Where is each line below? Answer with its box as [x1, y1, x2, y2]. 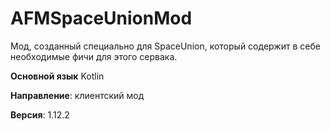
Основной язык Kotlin [10, 70, 105, 82]
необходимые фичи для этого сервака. [10, 50, 178, 62]
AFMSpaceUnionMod [10, 7, 193, 30]
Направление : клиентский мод [10, 89, 145, 101]
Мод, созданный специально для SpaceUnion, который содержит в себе [10, 40, 321, 52]
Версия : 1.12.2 [10, 108, 70, 121]
